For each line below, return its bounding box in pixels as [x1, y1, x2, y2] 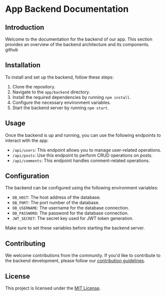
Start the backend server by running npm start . [12, 105, 109, 111]
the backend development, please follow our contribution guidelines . [5, 258, 145, 264]
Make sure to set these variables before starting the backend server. [5, 225, 145, 231]
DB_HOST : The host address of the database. [12, 194, 101, 201]
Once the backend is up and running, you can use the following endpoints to [5, 132, 161, 138]
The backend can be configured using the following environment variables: [5, 185, 159, 191]
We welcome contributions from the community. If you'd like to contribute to [5, 253, 161, 258]
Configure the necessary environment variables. [12, 99, 111, 105]
